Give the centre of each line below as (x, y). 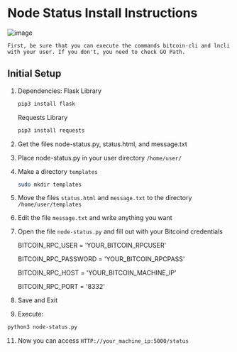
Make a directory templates (57, 171)
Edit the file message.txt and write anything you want (95, 218)
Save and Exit (38, 300)
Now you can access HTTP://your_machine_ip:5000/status (103, 341)
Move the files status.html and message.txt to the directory (105, 198)
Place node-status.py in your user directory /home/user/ (100, 158)
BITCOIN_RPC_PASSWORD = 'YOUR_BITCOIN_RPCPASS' (101, 259)
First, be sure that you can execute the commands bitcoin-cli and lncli (119, 45)
